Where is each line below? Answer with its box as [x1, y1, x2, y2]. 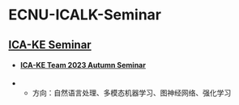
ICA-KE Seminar [8, 38, 92, 52]
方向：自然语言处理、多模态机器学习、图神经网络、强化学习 [32, 87, 232, 98]
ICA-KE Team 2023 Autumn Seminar [19, 61, 146, 70]
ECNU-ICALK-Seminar [8, 6, 162, 24]
